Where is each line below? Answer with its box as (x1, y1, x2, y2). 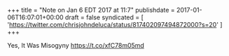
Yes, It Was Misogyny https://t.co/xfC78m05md (7, 41, 145, 49)
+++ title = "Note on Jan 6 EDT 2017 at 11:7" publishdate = (7, 6, 175, 14)
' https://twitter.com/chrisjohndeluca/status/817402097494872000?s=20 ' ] (7, 21, 223, 28)
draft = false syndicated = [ (65, 13, 144, 21)
